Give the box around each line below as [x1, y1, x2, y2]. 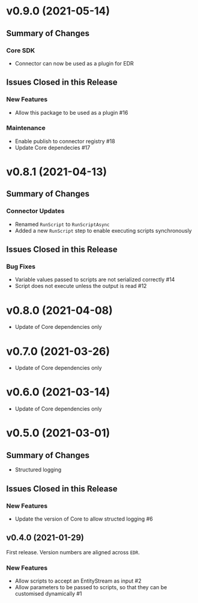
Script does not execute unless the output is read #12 [14, 283, 147, 290]
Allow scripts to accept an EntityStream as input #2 [14, 577, 142, 584]
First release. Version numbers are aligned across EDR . [6, 548, 140, 556]
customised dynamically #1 [14, 590, 82, 598]
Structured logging [14, 466, 62, 473]
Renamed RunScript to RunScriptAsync [14, 221, 110, 228]
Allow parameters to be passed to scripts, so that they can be [14, 584, 167, 591]
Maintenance [6, 124, 46, 132]
